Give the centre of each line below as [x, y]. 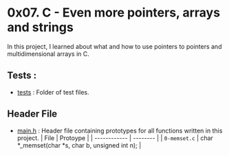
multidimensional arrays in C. [48, 54]
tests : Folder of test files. [53, 92]
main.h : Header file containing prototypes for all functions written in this [120, 130]
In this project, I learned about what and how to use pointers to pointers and [115, 46]
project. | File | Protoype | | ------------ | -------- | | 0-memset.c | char [115, 138]
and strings [40, 27]
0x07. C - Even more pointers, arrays [114, 13]
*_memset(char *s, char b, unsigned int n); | [79, 145]
